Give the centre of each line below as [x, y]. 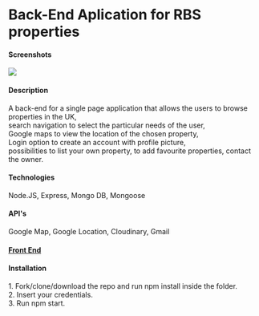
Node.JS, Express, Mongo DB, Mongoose [77, 195]
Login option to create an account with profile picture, [97, 142]
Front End [25, 249]
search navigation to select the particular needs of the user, [107, 125]
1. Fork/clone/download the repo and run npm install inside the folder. [123, 286]
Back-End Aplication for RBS [105, 15]
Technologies [32, 177]
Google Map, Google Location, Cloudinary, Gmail [89, 231]
